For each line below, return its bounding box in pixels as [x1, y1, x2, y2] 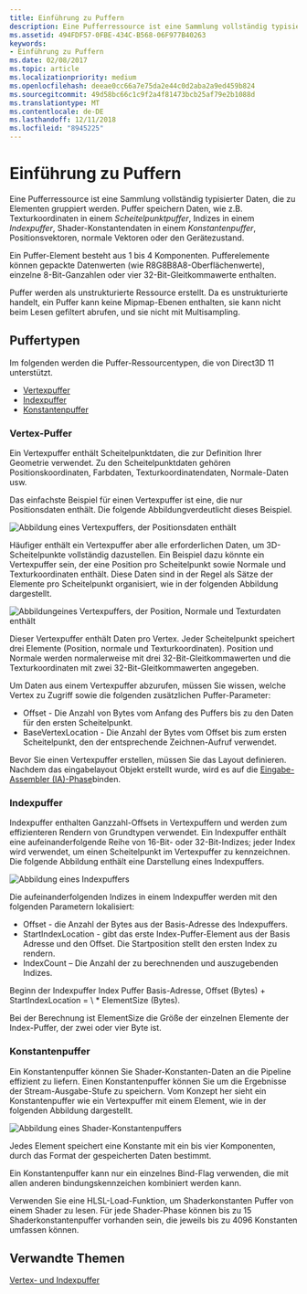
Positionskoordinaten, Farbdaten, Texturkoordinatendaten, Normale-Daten [9, 467, 290, 478]
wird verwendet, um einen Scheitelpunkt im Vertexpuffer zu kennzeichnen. [9, 846, 291, 857]
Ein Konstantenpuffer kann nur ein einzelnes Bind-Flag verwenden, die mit [9, 1167, 290, 1179]
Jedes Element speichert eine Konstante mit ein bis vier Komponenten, [9, 1140, 276, 1151]
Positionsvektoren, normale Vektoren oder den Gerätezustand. [9, 232, 245, 243]
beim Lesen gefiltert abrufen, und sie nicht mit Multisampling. [9, 306, 240, 317]
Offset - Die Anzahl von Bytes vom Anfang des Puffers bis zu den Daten [22, 707, 294, 718]
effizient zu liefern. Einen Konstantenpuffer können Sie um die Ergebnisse [9, 1076, 287, 1087]
